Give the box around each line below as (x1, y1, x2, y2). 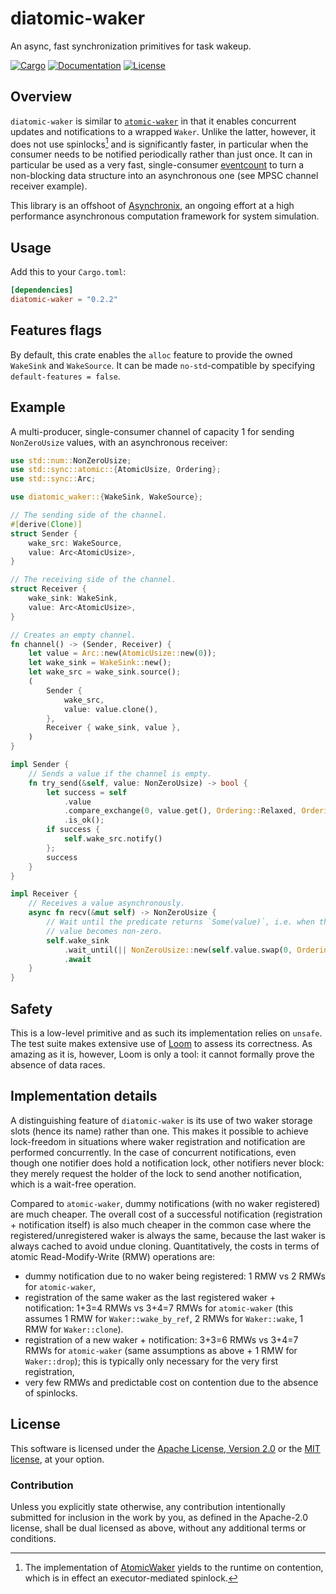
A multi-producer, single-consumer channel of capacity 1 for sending (10, 425, 295, 437)
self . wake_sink (46, 935, 110, 946)
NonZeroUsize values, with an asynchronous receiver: (10, 436, 228, 448)
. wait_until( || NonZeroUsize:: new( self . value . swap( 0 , (63, 945, 293, 955)
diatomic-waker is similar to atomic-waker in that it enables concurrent (10, 115, 297, 127)
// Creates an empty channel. (10, 630, 137, 640)
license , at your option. (10, 1453, 105, 1465)
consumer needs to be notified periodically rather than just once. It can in (10, 148, 313, 161)
